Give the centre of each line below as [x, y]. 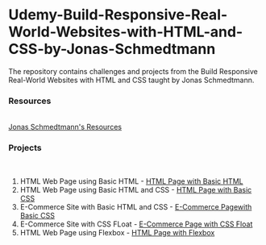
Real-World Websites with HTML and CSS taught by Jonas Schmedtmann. [131, 80]
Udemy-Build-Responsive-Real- [118, 15]
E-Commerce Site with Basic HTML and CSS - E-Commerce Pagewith [136, 206]
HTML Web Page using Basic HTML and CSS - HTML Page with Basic [136, 189]
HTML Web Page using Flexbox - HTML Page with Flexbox [117, 232]
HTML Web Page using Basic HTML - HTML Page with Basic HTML [131, 181]
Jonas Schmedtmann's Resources [65, 127]
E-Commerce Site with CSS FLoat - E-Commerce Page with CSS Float [136, 224]
